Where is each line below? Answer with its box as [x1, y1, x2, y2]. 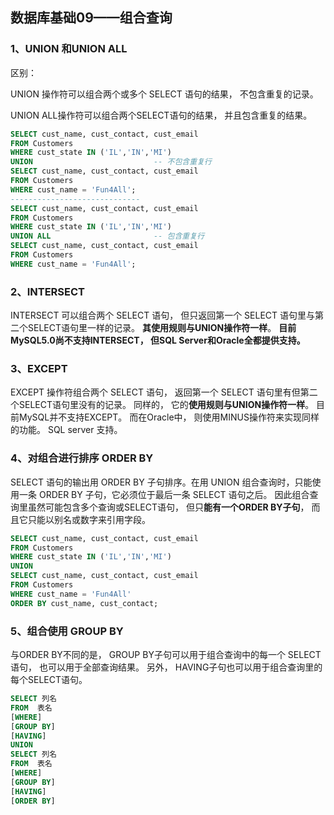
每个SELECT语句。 [10, 674, 88, 685]
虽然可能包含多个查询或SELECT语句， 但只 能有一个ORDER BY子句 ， [27, 501, 310, 513]
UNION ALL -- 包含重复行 [10, 231, 205, 242]
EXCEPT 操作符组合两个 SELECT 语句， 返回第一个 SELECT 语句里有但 [10, 386, 301, 398]
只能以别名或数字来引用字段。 [27, 513, 151, 525]
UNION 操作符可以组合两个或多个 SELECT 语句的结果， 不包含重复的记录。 [10, 88, 319, 100]
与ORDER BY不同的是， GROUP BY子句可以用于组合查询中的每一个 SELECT [10, 649, 322, 660]
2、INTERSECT [10, 284, 85, 298]
